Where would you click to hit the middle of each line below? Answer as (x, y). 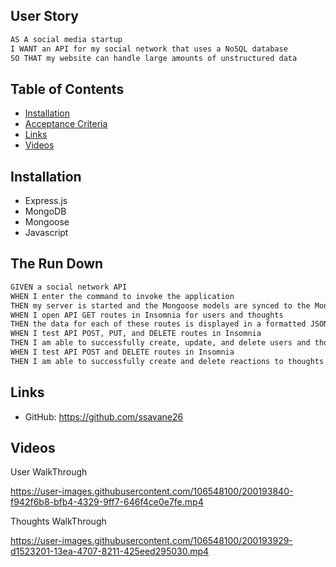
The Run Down (57, 264)
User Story (44, 16)
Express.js (46, 201)
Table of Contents (67, 89)
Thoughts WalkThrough (58, 521)
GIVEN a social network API (69, 287)
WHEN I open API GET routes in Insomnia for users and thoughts (147, 315)
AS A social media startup (66, 39)
